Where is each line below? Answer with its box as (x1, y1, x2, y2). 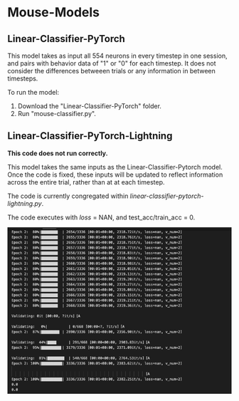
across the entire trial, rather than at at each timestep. (7, 177, 165, 186)
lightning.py (7, 199, 42, 207)
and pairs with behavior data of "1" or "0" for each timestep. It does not (7, 59, 216, 68)
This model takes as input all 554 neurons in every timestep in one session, (7, 51, 228, 60)
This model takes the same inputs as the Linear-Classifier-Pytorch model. (7, 162, 223, 171)
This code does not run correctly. (7, 149, 108, 157)
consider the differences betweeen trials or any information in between (7, 67, 216, 75)
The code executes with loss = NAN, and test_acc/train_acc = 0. (7, 213, 196, 222)
